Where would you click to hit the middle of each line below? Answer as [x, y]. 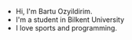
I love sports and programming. [66, 28]
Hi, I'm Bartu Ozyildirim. [54, 11]
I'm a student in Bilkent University [70, 20]
